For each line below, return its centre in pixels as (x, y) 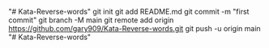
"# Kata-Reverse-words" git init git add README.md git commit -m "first (129, 12)
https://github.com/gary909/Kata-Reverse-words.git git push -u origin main (134, 28)
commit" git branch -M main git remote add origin (91, 20)
